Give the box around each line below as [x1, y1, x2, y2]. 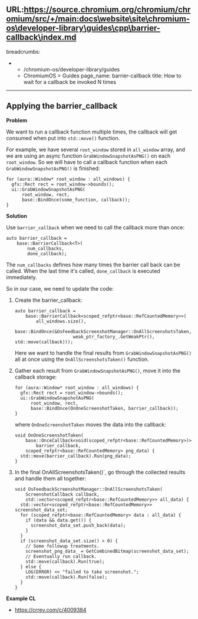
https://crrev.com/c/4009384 [14, 606, 87, 613]
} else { [20, 563, 42, 569]
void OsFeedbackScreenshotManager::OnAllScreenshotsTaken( [14, 486, 163, 492]
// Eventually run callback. [25, 553, 97, 559]
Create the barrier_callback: [14, 297, 82, 304]
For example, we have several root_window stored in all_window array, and [6, 146, 186, 153]
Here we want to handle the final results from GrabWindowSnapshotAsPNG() [14, 349, 192, 356]
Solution [6, 212, 28, 219]
